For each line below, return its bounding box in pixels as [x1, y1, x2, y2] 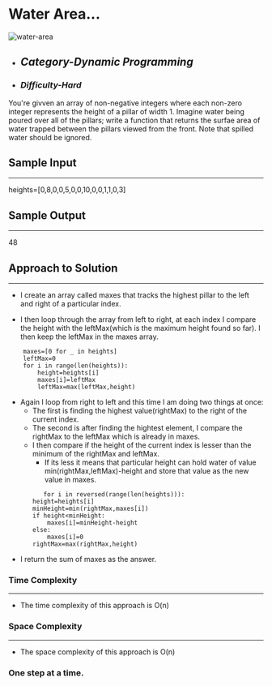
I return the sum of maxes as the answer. [19, 555, 156, 564]
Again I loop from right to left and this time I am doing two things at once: [19, 397, 264, 407]
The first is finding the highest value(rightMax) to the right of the [32, 406, 248, 416]
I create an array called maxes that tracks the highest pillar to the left [19, 290, 249, 300]
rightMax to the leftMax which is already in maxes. [32, 431, 201, 442]
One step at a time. [8, 667, 84, 678]
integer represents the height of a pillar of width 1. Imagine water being [8, 106, 245, 116]
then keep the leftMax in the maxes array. [19, 332, 159, 341]
